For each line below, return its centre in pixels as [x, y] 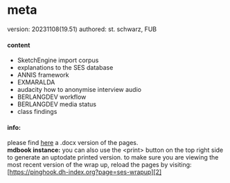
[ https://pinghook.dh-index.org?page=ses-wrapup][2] [85, 172]
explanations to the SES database [65, 68]
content [19, 45]
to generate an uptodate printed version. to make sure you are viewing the [113, 157]
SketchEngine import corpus [58, 60]
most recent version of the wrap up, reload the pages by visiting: [99, 165]
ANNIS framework [43, 75]
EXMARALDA [36, 82]
